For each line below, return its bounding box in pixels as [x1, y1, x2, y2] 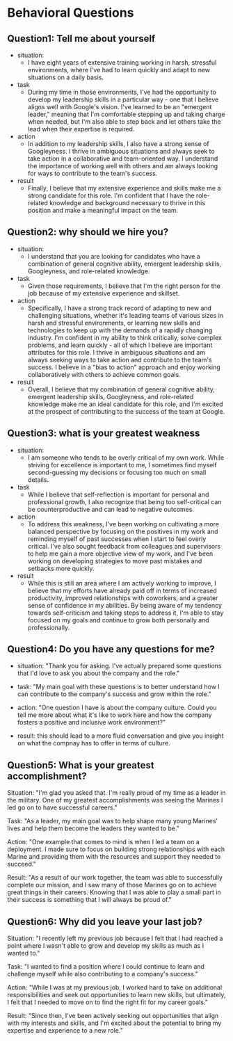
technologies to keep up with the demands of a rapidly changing [27, 325, 213, 334]
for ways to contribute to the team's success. [27, 169, 158, 177]
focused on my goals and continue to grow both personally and [27, 615, 210, 624]
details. [27, 475, 49, 484]
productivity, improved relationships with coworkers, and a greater [27, 593, 218, 602]
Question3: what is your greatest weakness [7, 428, 200, 439]
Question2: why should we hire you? [7, 226, 169, 238]
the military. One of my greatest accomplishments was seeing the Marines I [7, 796, 223, 805]
